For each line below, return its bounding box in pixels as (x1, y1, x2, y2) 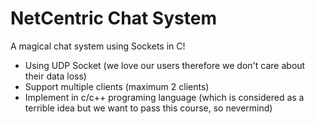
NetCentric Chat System (10, 7, 217, 30)
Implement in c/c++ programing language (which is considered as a (24, 91, 305, 103)
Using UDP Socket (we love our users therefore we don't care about (24, 59, 306, 71)
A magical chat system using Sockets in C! (10, 40, 186, 52)
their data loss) (24, 70, 87, 82)
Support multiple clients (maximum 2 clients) (24, 80, 210, 92)
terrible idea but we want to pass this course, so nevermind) (24, 102, 273, 114)
